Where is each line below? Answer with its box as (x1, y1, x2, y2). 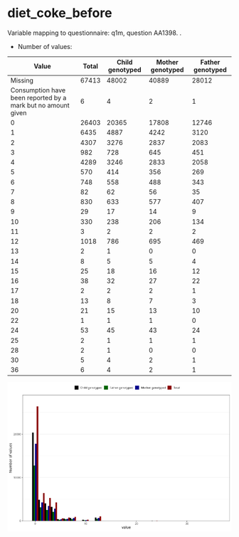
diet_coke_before (7, 5, 112, 21)
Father (200, 58, 221, 67)
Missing (10, 76, 34, 85)
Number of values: (17, 42, 73, 50)
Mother (156, 58, 179, 67)
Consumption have (10, 85, 66, 94)
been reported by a (10, 93, 67, 102)
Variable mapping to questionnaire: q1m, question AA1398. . (7, 28, 182, 37)
